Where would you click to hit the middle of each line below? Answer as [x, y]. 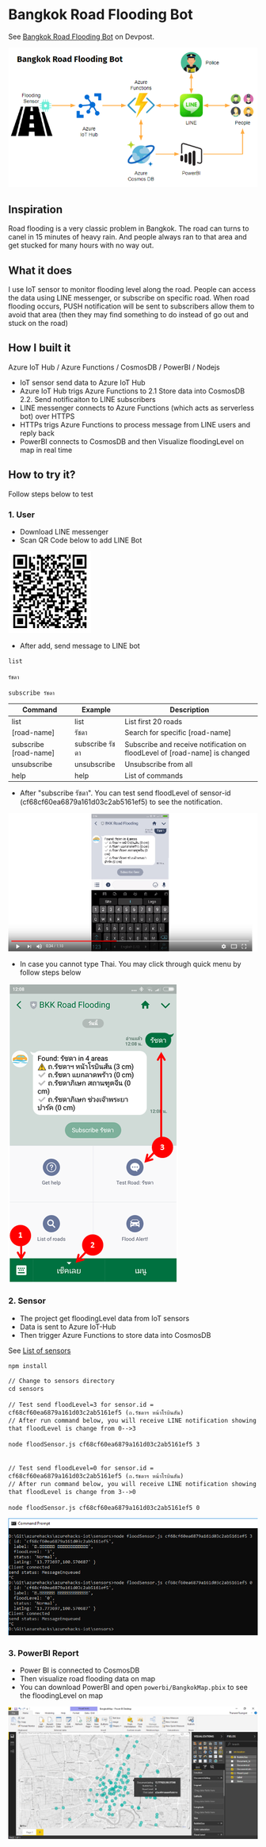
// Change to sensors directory [61, 1381]
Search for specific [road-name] [178, 733]
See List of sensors [40, 1351]
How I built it [40, 348]
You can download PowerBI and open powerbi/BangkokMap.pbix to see [133, 1687]
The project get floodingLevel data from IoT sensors [104, 1318]
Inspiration [36, 209]
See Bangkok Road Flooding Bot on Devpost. [81, 36]
